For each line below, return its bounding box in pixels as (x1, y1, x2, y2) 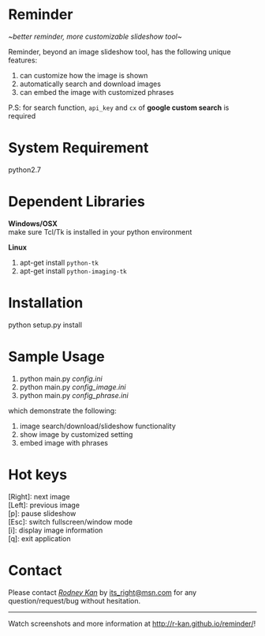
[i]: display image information (8, 525, 103, 535)
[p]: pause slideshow (8, 508, 77, 518)
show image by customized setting (19, 429, 133, 439)
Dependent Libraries (8, 193, 146, 211)
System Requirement (8, 139, 149, 157)
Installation (8, 294, 84, 311)
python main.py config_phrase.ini (19, 390, 129, 400)
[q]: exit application (8, 533, 71, 543)
